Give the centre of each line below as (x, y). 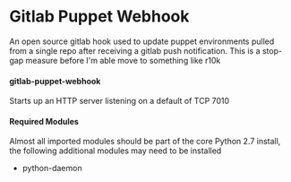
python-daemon (52, 169)
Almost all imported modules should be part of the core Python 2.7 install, (145, 142)
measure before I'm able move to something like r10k (123, 60)
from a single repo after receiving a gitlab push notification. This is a (135, 50)
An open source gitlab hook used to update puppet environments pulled (142, 41)
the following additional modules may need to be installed (116, 151)
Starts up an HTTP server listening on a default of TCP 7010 (120, 101)
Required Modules (44, 121)
